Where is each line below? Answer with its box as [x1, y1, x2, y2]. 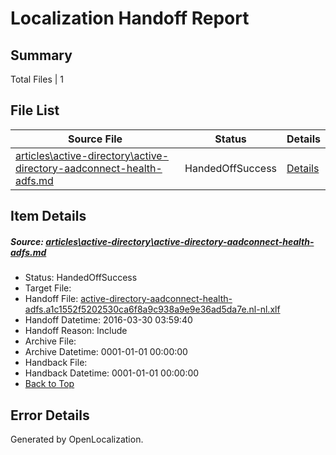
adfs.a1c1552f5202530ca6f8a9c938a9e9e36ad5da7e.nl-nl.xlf [24, 303, 281, 316]
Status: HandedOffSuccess [24, 272, 138, 284]
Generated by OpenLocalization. [10, 433, 144, 445]
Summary [10, 47, 73, 64]
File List [10, 102, 60, 119]
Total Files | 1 [10, 73, 64, 85]
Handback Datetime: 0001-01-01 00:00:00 [24, 367, 200, 379]
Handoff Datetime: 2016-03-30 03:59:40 [24, 314, 193, 326]
